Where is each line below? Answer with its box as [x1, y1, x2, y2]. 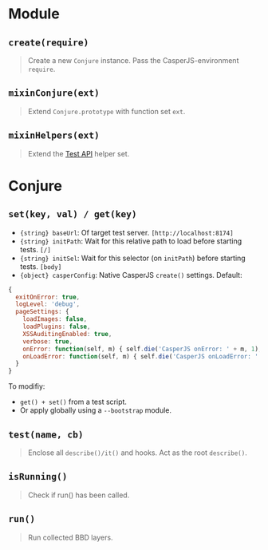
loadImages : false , [22, 315, 88, 323]
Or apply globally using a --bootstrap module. [19, 406, 172, 415]
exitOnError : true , [15, 293, 81, 301]
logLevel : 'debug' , [15, 300, 81, 308]
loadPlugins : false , [22, 322, 91, 330]
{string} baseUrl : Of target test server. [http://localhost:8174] [19, 228, 234, 237]
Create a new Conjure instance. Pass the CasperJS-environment [27, 56, 239, 65]
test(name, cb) [8, 429, 84, 440]
